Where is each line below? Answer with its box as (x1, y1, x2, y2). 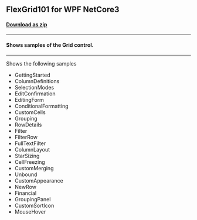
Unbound (14, 171, 38, 178)
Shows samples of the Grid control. (6, 42, 94, 49)
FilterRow (14, 133, 38, 140)
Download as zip (6, 20, 47, 28)
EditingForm (14, 96, 44, 103)
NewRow (14, 183, 37, 190)
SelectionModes (14, 84, 55, 91)
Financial (14, 190, 37, 197)
